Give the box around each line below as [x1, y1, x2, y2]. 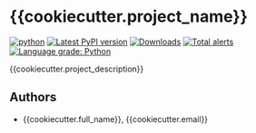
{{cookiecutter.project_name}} [9, 6, 248, 27]
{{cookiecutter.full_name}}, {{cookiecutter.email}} [22, 113, 209, 124]
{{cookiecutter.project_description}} [9, 63, 144, 74]
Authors [9, 90, 57, 105]
